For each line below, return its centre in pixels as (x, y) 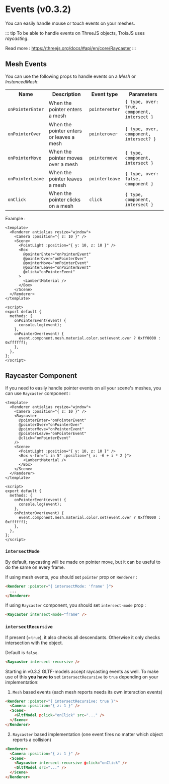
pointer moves (66, 158)
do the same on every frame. (35, 567)
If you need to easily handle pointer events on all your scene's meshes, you (83, 388)
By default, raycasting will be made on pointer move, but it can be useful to (83, 562)
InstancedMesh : (22, 81)
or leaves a (62, 137)
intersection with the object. (34, 643)
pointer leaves (65, 179)
